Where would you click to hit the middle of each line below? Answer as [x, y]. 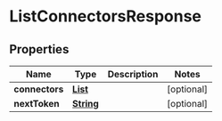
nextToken [37, 104]
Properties [39, 49]
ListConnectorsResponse [106, 16]
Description [133, 74]
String [86, 104]
